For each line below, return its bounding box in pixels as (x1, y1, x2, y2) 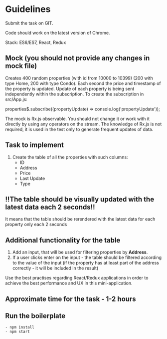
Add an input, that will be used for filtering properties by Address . (12, 249, 148, 255)
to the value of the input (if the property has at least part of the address (12, 260, 160, 266)
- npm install (5, 325, 35, 330)
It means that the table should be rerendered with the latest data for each (5, 216, 156, 222)
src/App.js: (5, 96, 27, 102)
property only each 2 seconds (5, 221, 67, 227)
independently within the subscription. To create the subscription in (5, 91, 144, 97)
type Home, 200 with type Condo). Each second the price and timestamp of (5, 80, 161, 86)
